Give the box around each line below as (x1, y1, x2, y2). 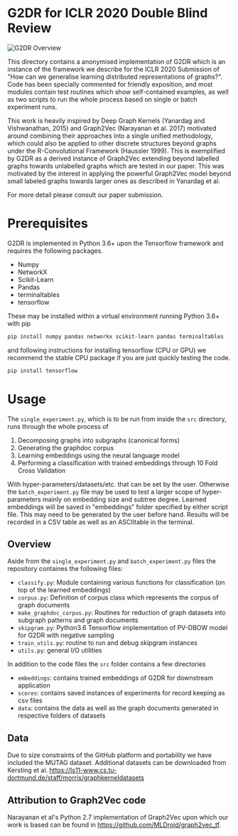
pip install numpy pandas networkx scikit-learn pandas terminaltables (7, 332, 224, 340)
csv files (17, 696, 43, 705)
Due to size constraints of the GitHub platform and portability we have (7, 751, 212, 759)
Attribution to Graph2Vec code (7, 794, 146, 806)
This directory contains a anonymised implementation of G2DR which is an (7, 57, 226, 65)
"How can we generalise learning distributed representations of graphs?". (7, 72, 223, 81)
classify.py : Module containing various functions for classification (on (17, 578, 225, 587)
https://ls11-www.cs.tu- (49, 766, 117, 775)
